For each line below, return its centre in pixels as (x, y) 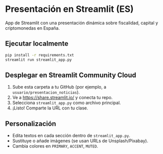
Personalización (31, 124)
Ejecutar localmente (37, 44)
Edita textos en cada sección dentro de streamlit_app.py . (71, 136)
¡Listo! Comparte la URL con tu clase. (50, 108)
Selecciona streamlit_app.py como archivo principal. (67, 103)
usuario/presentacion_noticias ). (46, 92)
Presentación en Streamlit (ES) (69, 9)
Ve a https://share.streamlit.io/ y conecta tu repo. (62, 98)
